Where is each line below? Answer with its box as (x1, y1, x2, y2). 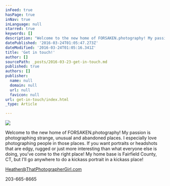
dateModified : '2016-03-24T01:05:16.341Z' (5, 45, 96, 50)
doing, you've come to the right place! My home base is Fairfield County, (5, 151, 157, 157)
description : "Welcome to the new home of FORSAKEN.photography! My (5, 36, 153, 41)
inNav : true (5, 17, 30, 22)
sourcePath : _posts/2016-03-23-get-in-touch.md (5, 59, 108, 64)
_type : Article (5, 102, 37, 107)
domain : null (10, 83, 37, 88)
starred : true (5, 26, 35, 31)
